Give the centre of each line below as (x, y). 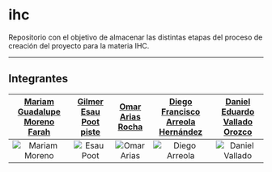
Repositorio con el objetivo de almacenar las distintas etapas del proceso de (136, 37)
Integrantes (38, 79)
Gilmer (90, 101)
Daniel (238, 101)
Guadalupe (39, 111)
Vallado (238, 121)
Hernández (181, 132)
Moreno (39, 121)
